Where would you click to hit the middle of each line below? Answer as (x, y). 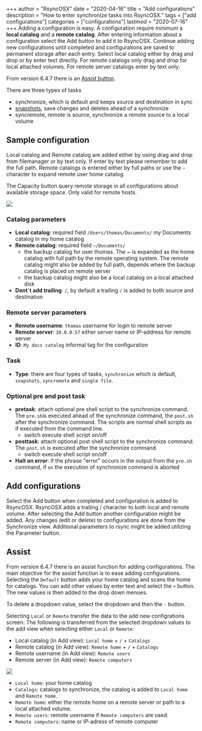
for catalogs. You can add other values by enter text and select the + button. (101, 586)
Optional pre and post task (46, 396)
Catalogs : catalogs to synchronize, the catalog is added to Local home (101, 689)
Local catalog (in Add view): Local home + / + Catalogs (83, 640)
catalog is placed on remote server (67, 271)
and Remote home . (36, 695)
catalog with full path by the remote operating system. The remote (106, 258)
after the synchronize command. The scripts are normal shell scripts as (103, 422)
